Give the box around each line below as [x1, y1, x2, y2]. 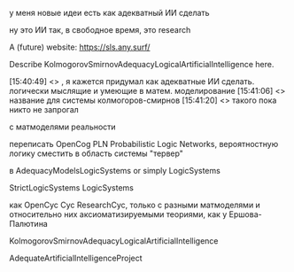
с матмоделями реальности [9, 121, 117, 132]
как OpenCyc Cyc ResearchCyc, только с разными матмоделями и [9, 199, 261, 210]
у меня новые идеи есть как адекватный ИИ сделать [9, 8, 210, 18]
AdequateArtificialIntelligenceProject [9, 253, 143, 263]
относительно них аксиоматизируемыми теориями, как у [9, 209, 228, 220]
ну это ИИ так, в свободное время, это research [9, 25, 191, 35]
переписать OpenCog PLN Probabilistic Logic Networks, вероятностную [9, 139, 279, 149]
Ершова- [228, 209, 263, 220]
